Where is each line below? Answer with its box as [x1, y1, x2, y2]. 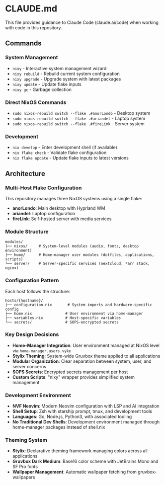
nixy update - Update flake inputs [12, 81, 82, 87]
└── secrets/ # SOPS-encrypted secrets [5, 320, 119, 324]
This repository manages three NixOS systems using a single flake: [5, 195, 143, 201]
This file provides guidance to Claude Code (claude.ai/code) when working [5, 19, 159, 25]
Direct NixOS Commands [5, 99, 67, 106]
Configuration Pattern [5, 277, 59, 284]
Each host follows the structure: [5, 288, 71, 294]
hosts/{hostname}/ [5, 298, 43, 303]
